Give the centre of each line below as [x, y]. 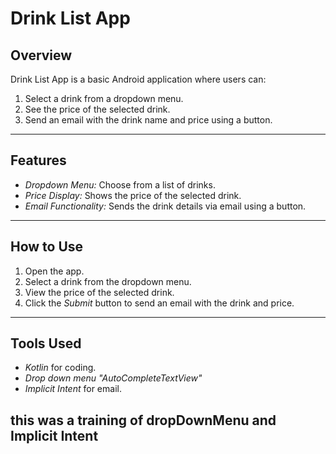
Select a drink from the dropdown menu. [108, 281]
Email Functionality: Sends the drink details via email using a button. [165, 206]
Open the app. [54, 271]
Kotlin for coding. [60, 368]
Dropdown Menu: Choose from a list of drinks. [120, 184]
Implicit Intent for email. [73, 389]
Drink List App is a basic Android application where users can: [138, 79]
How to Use [47, 247]
